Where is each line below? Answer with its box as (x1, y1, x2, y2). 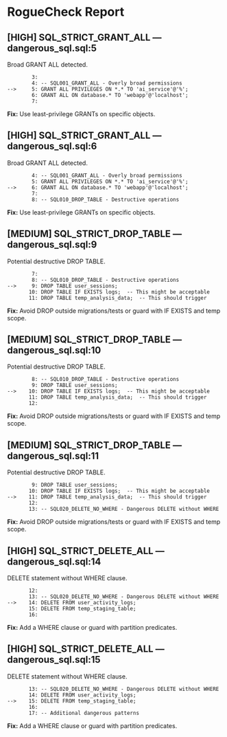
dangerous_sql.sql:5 (7, 42, 97, 54)
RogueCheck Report (7, 4, 125, 20)
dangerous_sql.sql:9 (7, 239, 97, 251)
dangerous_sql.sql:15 (7, 654, 101, 665)
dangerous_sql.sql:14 (7, 555, 101, 567)
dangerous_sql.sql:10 (7, 344, 101, 356)
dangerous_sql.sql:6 (7, 140, 97, 152)
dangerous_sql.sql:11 (7, 450, 99, 461)
